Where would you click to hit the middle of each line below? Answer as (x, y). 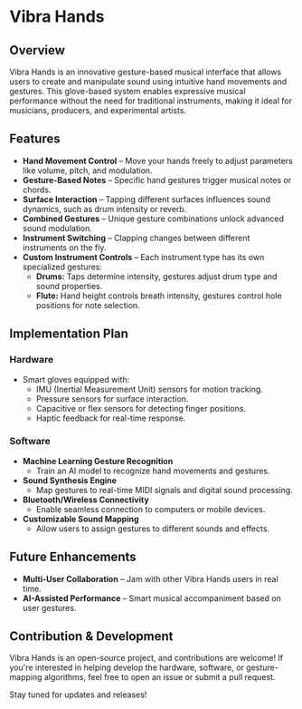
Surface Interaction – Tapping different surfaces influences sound (146, 199)
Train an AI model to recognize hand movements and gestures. (153, 471)
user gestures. (49, 607)
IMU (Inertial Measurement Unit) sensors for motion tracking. (150, 389)
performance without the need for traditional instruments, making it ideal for (151, 101)
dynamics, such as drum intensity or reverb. (104, 209)
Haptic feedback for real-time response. (111, 418)
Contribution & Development (91, 636)
